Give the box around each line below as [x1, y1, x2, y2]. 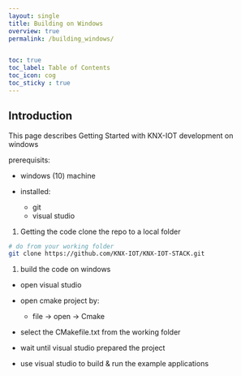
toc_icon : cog [8, 71, 57, 80]
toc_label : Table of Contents [8, 64, 111, 72]
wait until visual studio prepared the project [19, 343, 166, 353]
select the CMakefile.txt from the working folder [19, 327, 181, 337]
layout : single [8, 11, 60, 20]
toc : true [8, 56, 42, 65]
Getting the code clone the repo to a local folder [19, 227, 181, 236]
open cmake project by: [19, 296, 100, 305]
